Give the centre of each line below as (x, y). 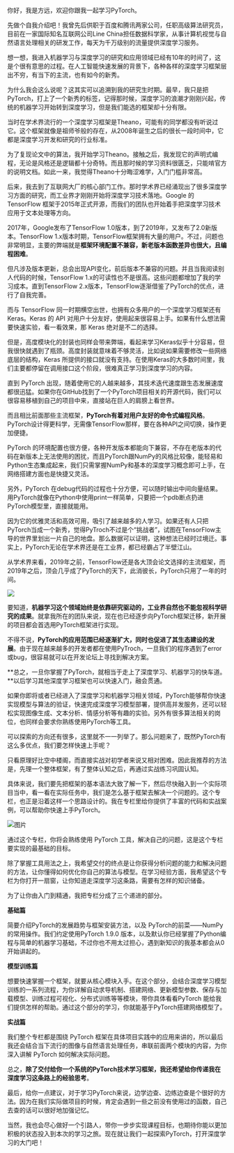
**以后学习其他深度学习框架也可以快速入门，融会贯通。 (87, 681)
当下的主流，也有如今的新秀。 (80, 75)
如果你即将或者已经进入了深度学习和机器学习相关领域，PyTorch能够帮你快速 (117, 696)
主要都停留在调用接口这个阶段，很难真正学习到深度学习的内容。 (104, 368)
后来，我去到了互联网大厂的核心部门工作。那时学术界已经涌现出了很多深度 (114, 186)
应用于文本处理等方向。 (41, 213)
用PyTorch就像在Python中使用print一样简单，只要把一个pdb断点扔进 (106, 497)
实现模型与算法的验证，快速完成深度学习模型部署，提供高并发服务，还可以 (114, 704)
